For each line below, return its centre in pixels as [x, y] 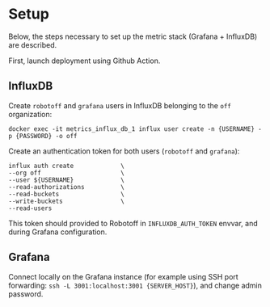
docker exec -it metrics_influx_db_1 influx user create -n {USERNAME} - [135, 129]
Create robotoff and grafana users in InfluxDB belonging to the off [120, 105]
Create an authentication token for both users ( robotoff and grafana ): [124, 151]
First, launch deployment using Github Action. [84, 61]
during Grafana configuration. [58, 232]
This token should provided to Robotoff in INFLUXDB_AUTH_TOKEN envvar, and [133, 223]
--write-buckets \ [67, 201]
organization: [30, 114]
